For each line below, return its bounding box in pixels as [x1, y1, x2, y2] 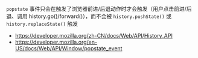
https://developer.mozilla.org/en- [14, 38, 98, 45]
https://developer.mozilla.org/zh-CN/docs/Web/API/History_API [14, 32, 173, 39]
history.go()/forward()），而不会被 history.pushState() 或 [28, 13, 172, 20]
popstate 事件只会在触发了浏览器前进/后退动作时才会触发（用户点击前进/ [6, 5, 187, 12]
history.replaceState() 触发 [6, 20, 78, 27]
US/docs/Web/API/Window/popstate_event [14, 45, 123, 52]
